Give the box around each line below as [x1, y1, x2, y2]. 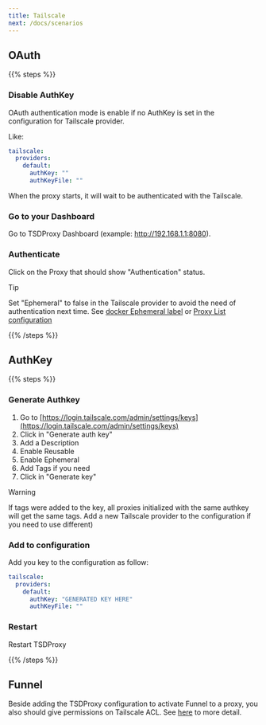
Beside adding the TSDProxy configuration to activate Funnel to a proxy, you [8, 699, 258, 709]
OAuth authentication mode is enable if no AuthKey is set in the [8, 108, 215, 117]
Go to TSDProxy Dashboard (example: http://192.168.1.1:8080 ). [8, 229, 211, 239]
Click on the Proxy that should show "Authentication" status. [8, 267, 206, 276]
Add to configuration [8, 539, 91, 551]
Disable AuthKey [8, 89, 75, 100]
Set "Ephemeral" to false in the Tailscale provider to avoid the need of [8, 298, 237, 308]
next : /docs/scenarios [8, 19, 83, 27]
